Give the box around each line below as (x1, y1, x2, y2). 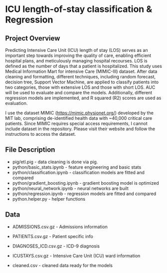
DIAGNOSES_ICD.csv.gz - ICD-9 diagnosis (12, 243, 100, 249)
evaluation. (5, 100, 28, 106)
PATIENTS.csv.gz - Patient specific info (12, 233, 93, 239)
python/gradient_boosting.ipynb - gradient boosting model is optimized (12, 180, 160, 186)
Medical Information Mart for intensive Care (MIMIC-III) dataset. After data (5, 68, 158, 74)
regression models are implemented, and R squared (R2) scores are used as (5, 95, 162, 101)
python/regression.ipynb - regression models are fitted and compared (12, 191, 157, 197)
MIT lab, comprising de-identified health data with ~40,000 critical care (5, 115, 153, 121)
